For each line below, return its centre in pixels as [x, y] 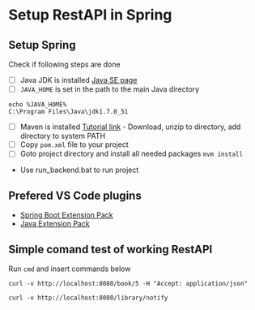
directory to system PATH [63, 136]
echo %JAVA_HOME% [38, 105]
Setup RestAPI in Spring [90, 15]
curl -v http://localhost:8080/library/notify [88, 298]
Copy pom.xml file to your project [74, 144]
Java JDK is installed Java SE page [79, 80]
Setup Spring [42, 45]
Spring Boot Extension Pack [66, 215]
